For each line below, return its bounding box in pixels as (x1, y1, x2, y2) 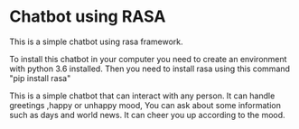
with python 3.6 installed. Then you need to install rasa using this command (9, 63, 291, 74)
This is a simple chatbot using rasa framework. (9, 36, 183, 47)
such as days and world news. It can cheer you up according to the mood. (9, 109, 286, 120)
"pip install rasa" (9, 72, 71, 83)
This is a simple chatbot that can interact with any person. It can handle (9, 90, 276, 101)
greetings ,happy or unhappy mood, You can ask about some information (9, 99, 282, 110)
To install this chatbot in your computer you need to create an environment (9, 53, 287, 64)
